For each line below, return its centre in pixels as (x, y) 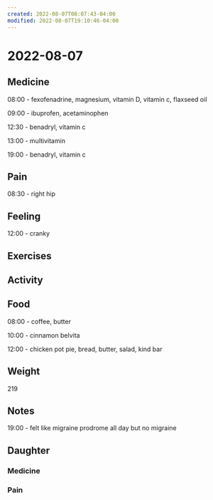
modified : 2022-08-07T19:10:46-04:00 (63, 21)
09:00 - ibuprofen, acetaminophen (58, 113)
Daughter (29, 450)
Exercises (29, 256)
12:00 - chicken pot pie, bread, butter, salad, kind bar (85, 349)
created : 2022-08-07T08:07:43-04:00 (61, 14)
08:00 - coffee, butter (39, 321)
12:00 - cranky (29, 234)
